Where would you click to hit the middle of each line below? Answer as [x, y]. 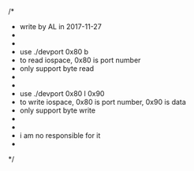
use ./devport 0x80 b [54, 52]
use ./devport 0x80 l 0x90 [62, 93]
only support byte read [57, 69]
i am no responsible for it [60, 136]
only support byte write [58, 110]
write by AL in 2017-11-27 [61, 26]
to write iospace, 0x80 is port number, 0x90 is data [103, 102]
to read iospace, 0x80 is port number [80, 60]
